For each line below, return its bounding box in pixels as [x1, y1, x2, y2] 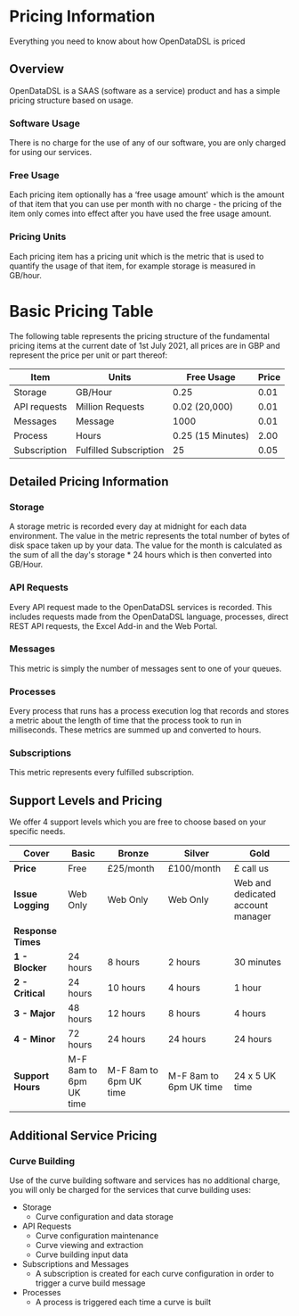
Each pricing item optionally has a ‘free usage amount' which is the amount [9, 189, 285, 200]
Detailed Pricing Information [9, 474, 169, 489]
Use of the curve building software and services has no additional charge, [9, 1175, 280, 1186]
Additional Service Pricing [9, 1128, 158, 1143]
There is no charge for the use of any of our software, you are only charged [9, 137, 287, 148]
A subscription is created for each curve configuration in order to [35, 1268, 274, 1279]
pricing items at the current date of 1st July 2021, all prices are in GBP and [9, 340, 280, 351]
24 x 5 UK [233, 1070, 277, 1082]
